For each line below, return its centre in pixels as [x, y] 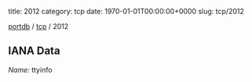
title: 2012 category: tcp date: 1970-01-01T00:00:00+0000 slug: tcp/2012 [126, 11]
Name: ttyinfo [30, 70]
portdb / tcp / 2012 [38, 26]
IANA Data [34, 51]
